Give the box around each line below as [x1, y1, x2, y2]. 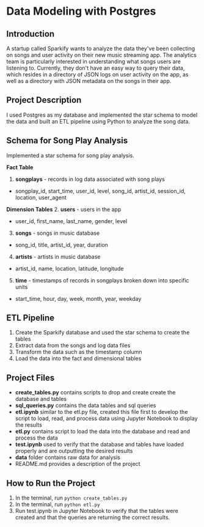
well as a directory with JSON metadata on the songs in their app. [6, 78, 172, 84]
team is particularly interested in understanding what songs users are [6, 58, 181, 65]
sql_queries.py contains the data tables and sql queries [15, 402, 156, 409]
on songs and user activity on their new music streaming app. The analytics [6, 51, 197, 59]
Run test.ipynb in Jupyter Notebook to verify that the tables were [15, 507, 178, 515]
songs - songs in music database [15, 229, 100, 237]
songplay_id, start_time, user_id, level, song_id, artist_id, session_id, [15, 187, 186, 194]
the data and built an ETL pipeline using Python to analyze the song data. [6, 117, 191, 125]
